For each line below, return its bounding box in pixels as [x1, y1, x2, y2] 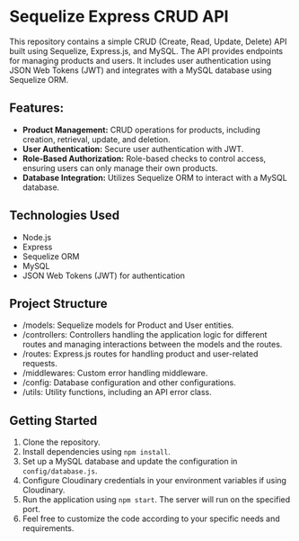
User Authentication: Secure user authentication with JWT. [22, 143, 244, 154]
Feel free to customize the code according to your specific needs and [22, 513, 280, 524]
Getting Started [9, 412, 98, 428]
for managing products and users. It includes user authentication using [9, 55, 271, 66]
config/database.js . [22, 465, 98, 476]
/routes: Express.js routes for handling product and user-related [22, 348, 259, 359]
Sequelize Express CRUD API [9, 6, 229, 27]
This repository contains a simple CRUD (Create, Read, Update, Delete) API [9, 36, 287, 47]
